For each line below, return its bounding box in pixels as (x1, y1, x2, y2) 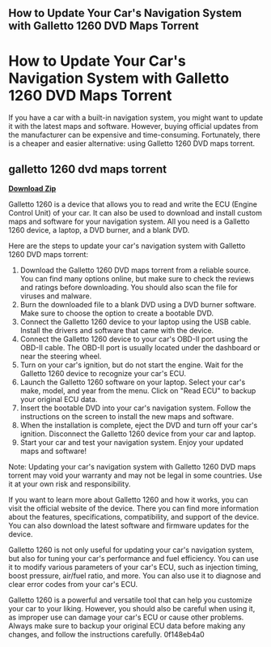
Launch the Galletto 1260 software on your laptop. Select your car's (19, 377, 246, 388)
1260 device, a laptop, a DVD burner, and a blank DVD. (8, 225, 190, 235)
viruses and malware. (19, 291, 92, 301)
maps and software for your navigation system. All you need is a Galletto (8, 216, 250, 226)
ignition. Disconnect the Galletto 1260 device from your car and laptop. (19, 429, 256, 439)
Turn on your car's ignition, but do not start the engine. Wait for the (19, 360, 244, 370)
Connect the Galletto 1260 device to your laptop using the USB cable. (19, 317, 252, 327)
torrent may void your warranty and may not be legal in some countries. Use (8, 470, 263, 481)
